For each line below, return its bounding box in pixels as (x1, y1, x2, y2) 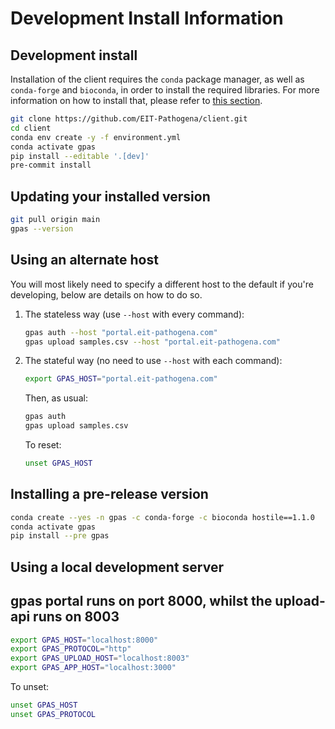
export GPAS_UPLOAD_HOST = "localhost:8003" (10, 653, 190, 664)
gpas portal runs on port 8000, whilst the (10, 593, 273, 610)
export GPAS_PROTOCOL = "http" (10, 644, 132, 654)
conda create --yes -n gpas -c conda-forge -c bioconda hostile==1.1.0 (10, 512, 315, 522)
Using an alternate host (10, 252, 159, 269)
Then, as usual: (24, 392, 88, 404)
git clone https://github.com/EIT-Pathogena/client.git (10, 114, 248, 124)
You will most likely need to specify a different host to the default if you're (10, 278, 314, 290)
